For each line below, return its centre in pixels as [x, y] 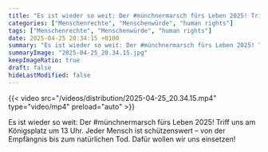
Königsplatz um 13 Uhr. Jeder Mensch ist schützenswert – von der [117, 130]
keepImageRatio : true [44, 61]
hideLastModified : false [49, 75]
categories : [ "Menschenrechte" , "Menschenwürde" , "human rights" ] [121, 23]
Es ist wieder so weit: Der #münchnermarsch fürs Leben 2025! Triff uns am [132, 122]
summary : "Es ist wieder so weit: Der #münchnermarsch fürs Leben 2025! [132, 46]
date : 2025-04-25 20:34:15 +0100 [64, 38]
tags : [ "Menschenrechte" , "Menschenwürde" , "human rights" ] [110, 30]
